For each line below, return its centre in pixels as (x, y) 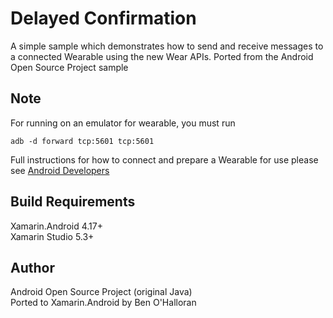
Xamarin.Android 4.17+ (56, 226)
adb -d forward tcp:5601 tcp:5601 (82, 141)
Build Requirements (73, 202)
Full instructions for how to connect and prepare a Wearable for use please (164, 159)
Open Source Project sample (69, 67)
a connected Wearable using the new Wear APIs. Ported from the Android (162, 56)
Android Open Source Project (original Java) (101, 292)
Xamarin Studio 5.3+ (52, 236)
